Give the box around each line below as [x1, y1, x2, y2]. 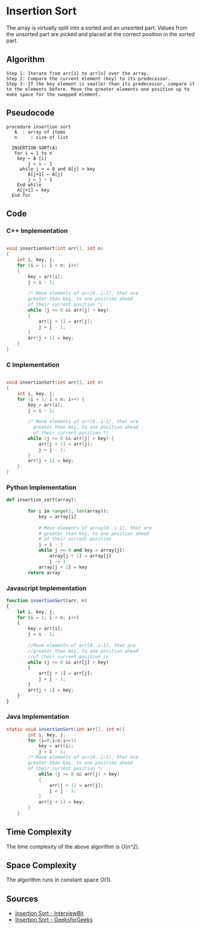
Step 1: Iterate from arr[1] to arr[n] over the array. [6, 70, 149, 76]
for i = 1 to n [14, 150, 52, 156]
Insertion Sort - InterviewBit [14, 910, 84, 917]
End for [11, 192, 31, 198]
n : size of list [14, 134, 69, 140]
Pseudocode [6, 108, 55, 118]
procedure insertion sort [6, 123, 71, 130]
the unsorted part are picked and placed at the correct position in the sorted [6, 30, 195, 37]
